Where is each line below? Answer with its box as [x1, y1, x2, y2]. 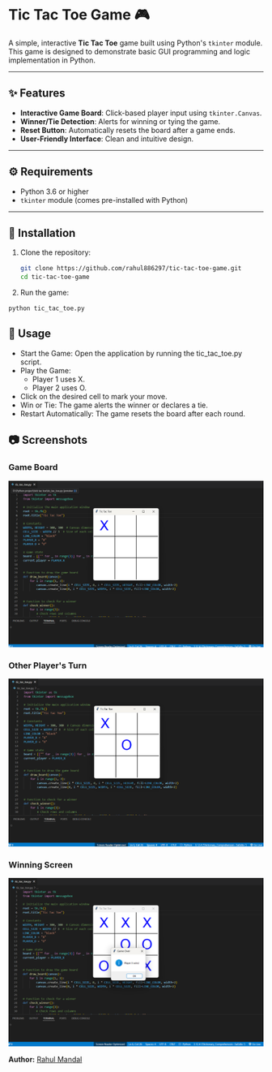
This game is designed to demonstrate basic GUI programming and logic [8, 46, 251, 56]
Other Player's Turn [8, 660, 87, 671]
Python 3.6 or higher [19, 187, 89, 196]
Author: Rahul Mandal [8, 1055, 83, 1065]
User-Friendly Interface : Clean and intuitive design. [19, 134, 194, 144]
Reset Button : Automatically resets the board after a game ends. [19, 125, 236, 135]
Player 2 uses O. [32, 382, 87, 393]
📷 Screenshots [8, 433, 87, 447]
